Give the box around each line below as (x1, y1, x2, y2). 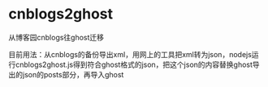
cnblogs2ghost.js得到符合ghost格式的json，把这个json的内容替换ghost (15, 60, 253, 69)
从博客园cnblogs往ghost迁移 (8, 32, 104, 42)
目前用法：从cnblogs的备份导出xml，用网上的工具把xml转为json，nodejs (8, 49, 252, 59)
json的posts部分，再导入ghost (22, 69, 124, 79)
